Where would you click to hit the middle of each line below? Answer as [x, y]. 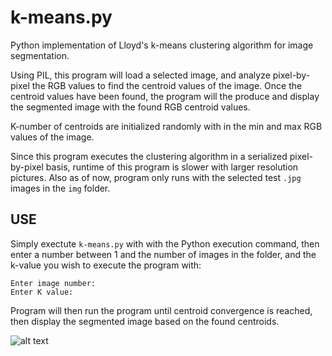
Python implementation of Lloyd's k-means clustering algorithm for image [162, 45]
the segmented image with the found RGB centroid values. [130, 107]
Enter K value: [42, 292]
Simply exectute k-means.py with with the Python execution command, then [165, 243]
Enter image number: [53, 283]
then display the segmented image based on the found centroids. [145, 321]
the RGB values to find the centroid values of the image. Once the [167, 85]
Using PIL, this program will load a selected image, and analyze [140, 75]
